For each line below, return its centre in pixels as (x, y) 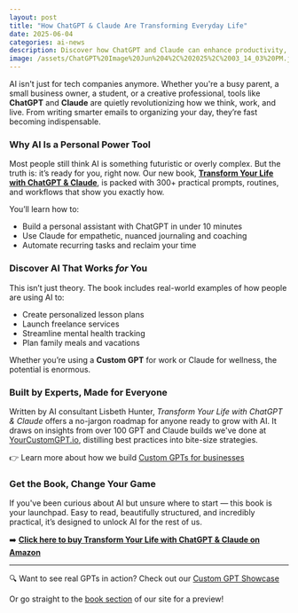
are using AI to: (37, 297)
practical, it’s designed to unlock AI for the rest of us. (106, 522)
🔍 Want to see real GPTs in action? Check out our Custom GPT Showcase (144, 578)
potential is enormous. (50, 369)
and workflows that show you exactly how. (87, 193)
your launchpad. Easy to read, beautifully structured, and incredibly (132, 513)
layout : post (33, 17)
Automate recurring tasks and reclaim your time (109, 246)
